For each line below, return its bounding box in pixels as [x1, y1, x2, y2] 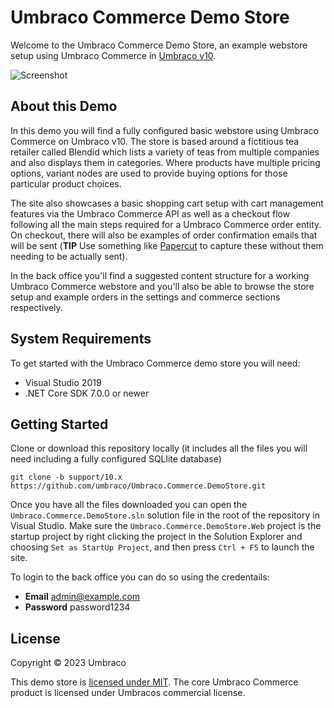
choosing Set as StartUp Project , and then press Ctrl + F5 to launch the [10, 541, 315, 553]
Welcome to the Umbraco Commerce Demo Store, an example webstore [10, 39, 308, 51]
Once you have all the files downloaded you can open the [10, 499, 248, 511]
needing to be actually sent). [10, 250, 128, 262]
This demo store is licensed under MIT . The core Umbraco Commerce [10, 676, 299, 688]
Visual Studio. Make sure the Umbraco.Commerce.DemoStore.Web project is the [10, 520, 322, 532]
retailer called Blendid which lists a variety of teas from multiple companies [10, 146, 320, 158]
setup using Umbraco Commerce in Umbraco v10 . [10, 49, 217, 61]
